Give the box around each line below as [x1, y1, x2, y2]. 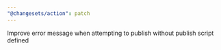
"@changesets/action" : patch [7, 10, 90, 17]
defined [7, 36, 29, 45]
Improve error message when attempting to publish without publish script [7, 29, 214, 37]
